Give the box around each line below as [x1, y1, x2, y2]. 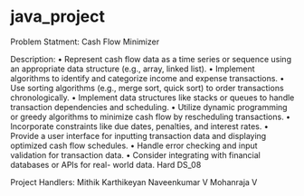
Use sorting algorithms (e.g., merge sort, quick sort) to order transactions [10, 82, 284, 93]
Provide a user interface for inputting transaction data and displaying [10, 130, 267, 141]
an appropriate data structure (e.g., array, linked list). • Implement [10, 63, 256, 74]
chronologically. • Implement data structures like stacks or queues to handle [10, 92, 295, 103]
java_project [10, 6, 105, 27]
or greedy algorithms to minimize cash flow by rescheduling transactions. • [10, 111, 291, 122]
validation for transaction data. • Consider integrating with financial [10, 149, 261, 160]
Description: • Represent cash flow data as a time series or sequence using [10, 53, 292, 64]
